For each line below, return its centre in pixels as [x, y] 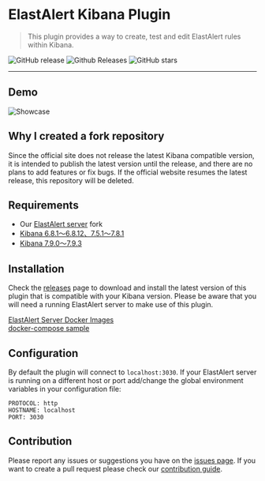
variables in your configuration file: [65, 389]
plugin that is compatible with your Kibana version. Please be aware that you [132, 296]
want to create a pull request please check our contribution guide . [116, 468]
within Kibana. [50, 44]
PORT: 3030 [26, 417]
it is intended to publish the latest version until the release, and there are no [131, 163]
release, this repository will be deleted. [71, 180]
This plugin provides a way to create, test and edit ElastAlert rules [134, 36]
